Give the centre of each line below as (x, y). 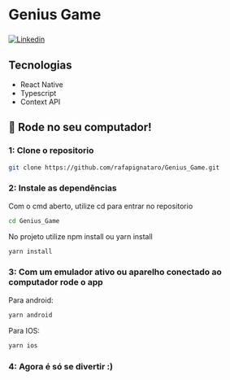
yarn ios (23, 345)
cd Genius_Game (34, 221)
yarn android (30, 315)
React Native (41, 84)
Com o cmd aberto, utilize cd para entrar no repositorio (101, 206)
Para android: (31, 300)
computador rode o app (56, 282)
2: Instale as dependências (63, 188)
